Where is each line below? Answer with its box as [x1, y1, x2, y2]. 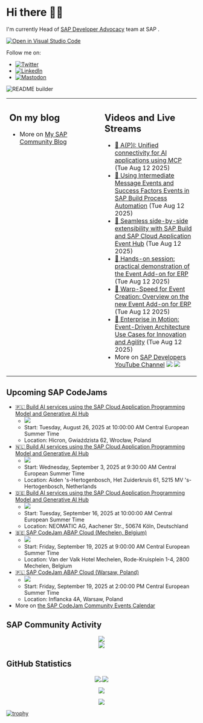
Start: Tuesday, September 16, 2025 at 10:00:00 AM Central [24, 510, 173, 517]
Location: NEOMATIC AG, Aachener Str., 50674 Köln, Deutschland [24, 523, 188, 530]
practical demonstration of [114, 262, 190, 271]
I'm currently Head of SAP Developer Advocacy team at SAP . [6, 25, 160, 33]
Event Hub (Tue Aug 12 [114, 239, 182, 248]
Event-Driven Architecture [114, 323, 190, 331]
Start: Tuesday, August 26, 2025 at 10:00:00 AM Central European [24, 424, 189, 431]
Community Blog [19, 137, 67, 146]
